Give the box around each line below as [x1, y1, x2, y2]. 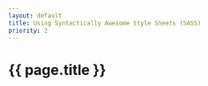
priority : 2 [8, 26, 48, 34]
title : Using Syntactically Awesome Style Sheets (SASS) [8, 19, 202, 27]
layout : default [8, 11, 62, 20]
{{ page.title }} [8, 61, 107, 79]
